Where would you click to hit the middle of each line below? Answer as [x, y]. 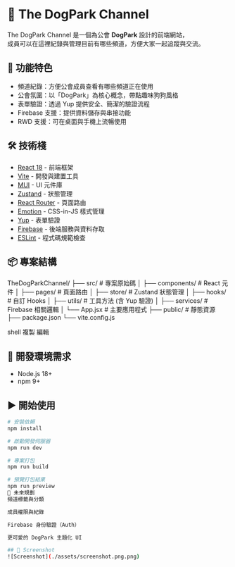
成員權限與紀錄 [26, 512]
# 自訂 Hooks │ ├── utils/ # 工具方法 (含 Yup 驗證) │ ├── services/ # [108, 301]
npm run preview [31, 486]
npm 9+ [29, 381]
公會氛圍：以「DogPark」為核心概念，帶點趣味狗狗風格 [98, 95]
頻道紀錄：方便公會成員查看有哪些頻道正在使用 [85, 86]
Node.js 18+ [35, 374]
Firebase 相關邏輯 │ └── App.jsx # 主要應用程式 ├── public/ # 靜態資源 [112, 310]
